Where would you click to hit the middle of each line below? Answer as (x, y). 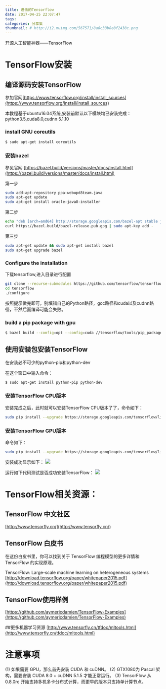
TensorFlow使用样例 (37, 600)
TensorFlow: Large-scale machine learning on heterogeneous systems (77, 572)
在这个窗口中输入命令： (29, 373)
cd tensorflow (20, 288)
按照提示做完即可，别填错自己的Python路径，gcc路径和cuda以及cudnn (77, 303)
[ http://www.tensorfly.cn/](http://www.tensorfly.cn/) (58, 526)
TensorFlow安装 (39, 65)
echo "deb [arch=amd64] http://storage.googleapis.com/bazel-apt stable (82, 221)
